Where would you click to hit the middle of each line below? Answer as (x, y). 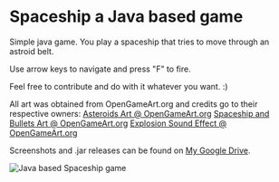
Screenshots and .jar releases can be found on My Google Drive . (130, 150)
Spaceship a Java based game (126, 17)
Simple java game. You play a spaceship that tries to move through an (139, 42)
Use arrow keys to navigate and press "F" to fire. (101, 69)
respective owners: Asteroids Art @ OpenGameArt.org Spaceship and (139, 113)
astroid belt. (32, 51)
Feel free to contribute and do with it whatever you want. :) (119, 86)
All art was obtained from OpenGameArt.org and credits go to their (134, 104)
